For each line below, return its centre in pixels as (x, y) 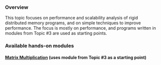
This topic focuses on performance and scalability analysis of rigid (72, 18)
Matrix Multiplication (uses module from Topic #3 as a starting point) (76, 57)
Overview (17, 7)
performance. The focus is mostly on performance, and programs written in (80, 28)
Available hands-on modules (40, 46)
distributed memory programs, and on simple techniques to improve (73, 23)
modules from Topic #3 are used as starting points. (56, 33)
